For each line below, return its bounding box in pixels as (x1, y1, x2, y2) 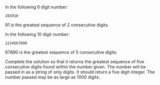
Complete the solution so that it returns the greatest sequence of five (5, 59, 144, 65)
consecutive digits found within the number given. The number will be (5, 64, 146, 69)
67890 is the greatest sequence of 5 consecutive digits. (5, 50, 118, 55)
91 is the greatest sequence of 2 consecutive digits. (5, 22, 109, 28)
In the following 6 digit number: (5, 4, 68, 10)
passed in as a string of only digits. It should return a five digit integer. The (5, 69, 155, 75)
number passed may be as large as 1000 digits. (5, 74, 100, 80)
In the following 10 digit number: (5, 32, 70, 37)
